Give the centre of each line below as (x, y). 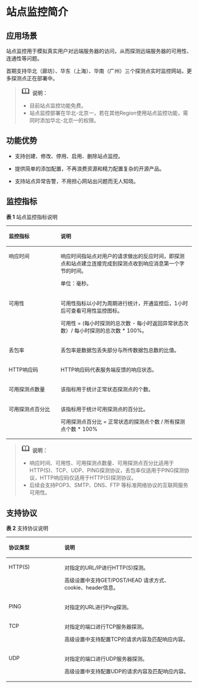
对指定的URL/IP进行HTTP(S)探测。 (107, 568)
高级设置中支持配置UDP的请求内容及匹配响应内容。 (127, 671)
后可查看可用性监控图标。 (92, 310)
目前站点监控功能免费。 (58, 106)
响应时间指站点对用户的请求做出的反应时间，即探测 (123, 256)
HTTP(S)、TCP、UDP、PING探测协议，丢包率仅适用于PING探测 (107, 470)
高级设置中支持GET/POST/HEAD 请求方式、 (117, 580)
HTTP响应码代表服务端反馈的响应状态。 (109, 370)
